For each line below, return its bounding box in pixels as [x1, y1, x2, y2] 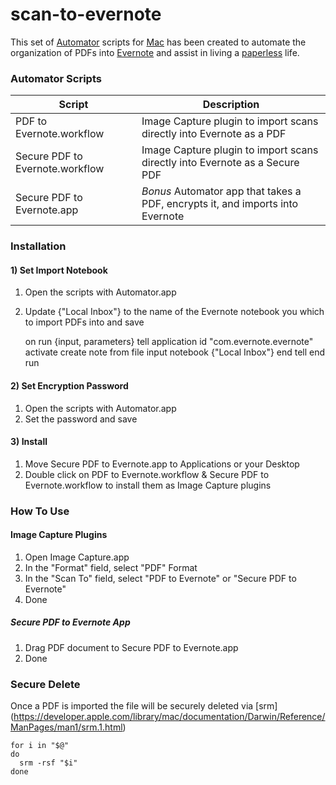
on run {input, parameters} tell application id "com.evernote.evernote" [24, 336, 314, 348]
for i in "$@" [10, 741, 70, 751]
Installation [10, 239, 67, 253]
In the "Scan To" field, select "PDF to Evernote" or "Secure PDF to [24, 572, 297, 584]
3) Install [10, 436, 48, 448]
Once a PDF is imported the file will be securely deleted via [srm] [10, 700, 278, 712]
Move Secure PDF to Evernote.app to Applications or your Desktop [24, 458, 300, 470]
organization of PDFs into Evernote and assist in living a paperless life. [10, 46, 300, 58]
